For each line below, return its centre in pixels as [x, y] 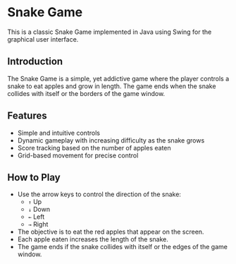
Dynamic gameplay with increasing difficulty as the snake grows [111, 140]
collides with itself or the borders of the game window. [86, 93]
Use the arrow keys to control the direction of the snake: [99, 194]
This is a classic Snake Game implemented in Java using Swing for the [110, 32]
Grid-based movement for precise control [78, 155]
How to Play [34, 177]
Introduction [35, 62]
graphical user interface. [43, 39]
